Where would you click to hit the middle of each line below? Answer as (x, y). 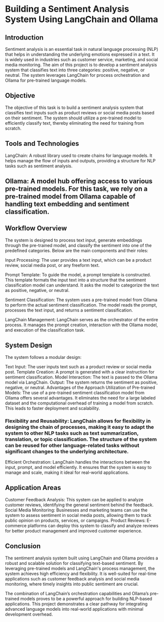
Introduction (24, 37)
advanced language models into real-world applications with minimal (74, 609)
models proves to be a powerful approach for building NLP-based (86, 599)
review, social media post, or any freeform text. (52, 265)
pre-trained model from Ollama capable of (70, 197)
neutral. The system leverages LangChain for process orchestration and (77, 75)
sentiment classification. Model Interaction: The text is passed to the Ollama (81, 377)
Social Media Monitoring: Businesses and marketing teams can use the (76, 510)
